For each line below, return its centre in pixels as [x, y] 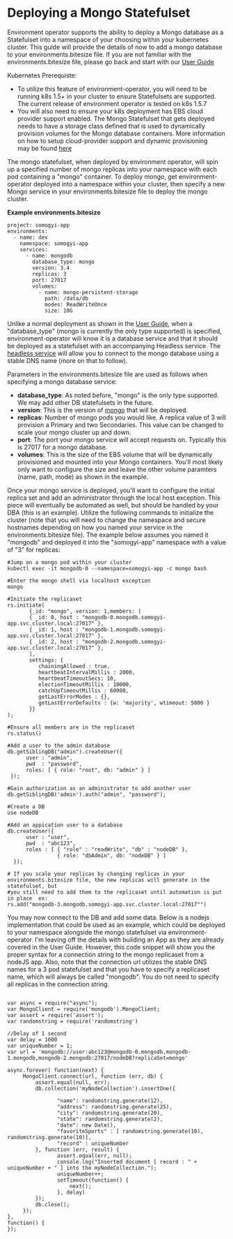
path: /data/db [66, 298]
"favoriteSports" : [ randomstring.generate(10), [130, 1131]
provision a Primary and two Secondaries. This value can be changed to [120, 424]
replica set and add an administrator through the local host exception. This [114, 498]
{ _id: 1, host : [54, 630]
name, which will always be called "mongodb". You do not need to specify [113, 977]
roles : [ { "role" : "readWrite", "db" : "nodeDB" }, [107, 850]
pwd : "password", [54, 764]
